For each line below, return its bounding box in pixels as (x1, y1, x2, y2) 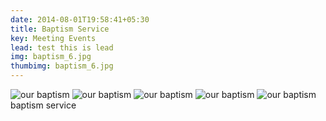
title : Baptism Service (10, 24, 110, 34)
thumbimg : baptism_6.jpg (10, 61, 114, 71)
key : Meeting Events (10, 33, 97, 43)
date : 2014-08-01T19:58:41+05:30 (10, 14, 150, 25)
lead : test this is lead (10, 42, 114, 53)
